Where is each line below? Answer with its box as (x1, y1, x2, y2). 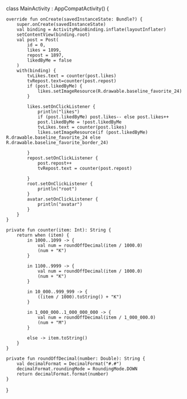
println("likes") (37, 109, 80, 115)
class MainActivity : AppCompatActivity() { (6, 5, 110, 12)
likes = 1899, (27, 47, 62, 53)
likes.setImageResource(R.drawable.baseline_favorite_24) (37, 88, 182, 94)
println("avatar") (37, 202, 83, 207)
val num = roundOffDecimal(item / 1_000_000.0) (37, 314, 157, 320)
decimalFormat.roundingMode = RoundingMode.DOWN (16, 366, 138, 372)
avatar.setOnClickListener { (27, 196, 98, 202)
